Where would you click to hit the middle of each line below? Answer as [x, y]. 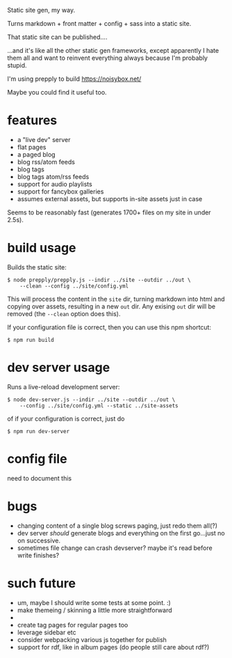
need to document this [39, 478]
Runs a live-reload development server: [64, 386]
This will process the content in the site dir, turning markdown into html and [116, 299]
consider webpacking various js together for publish [92, 639]
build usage [42, 248]
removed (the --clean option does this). [64, 313]
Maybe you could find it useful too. [57, 92]
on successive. [39, 540]
